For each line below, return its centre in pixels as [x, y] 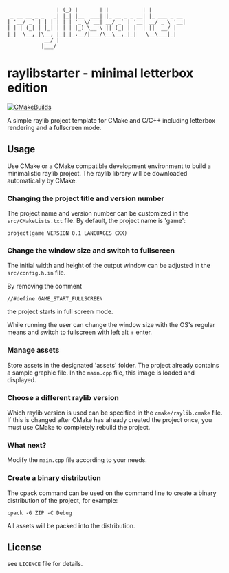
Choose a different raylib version [63, 397]
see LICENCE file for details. [45, 564]
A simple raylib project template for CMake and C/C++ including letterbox [111, 120]
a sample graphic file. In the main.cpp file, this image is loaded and [101, 373]
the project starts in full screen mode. [60, 312]
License [24, 547]
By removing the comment [45, 286]
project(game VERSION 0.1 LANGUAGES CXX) [67, 233]
